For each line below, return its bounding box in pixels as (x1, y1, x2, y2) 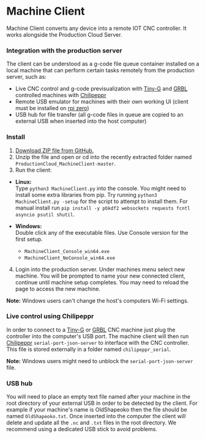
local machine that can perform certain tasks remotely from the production (6, 67, 195, 74)
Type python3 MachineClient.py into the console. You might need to (15, 185, 187, 192)
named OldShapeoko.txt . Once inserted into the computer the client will (6, 413, 186, 420)
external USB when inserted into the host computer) (15, 117, 147, 125)
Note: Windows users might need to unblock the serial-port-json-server (6, 357, 193, 364)
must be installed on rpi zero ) (15, 105, 90, 112)
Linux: (15, 178, 32, 185)
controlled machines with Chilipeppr (15, 92, 106, 99)
